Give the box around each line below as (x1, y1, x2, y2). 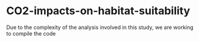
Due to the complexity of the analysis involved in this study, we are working (6, 24, 194, 31)
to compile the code (6, 30, 56, 37)
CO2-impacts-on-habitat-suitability (6, 4, 191, 18)
